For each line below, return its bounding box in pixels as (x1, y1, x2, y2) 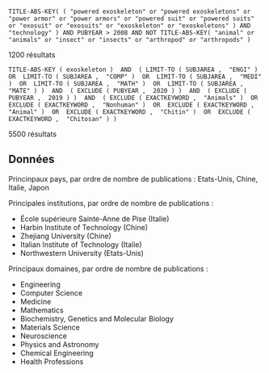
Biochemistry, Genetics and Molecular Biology (19, 313, 174, 323)
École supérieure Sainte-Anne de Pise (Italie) (19, 214, 170, 224)
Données (8, 153, 55, 166)
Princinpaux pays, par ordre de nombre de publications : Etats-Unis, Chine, (8, 174, 258, 183)
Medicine (19, 296, 52, 306)
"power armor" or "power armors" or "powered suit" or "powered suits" (8, 15, 254, 23)
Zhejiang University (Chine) (19, 231, 111, 241)
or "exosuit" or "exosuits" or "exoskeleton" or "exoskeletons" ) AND (8, 22, 251, 30)
